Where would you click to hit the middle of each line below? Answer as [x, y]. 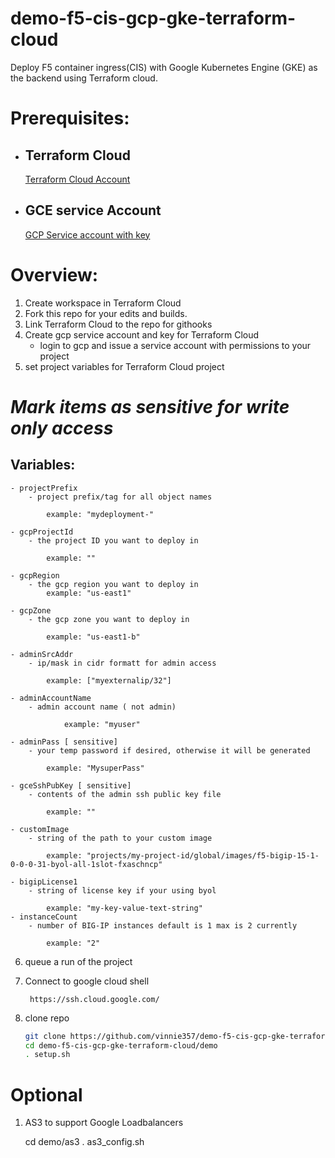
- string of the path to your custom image [120, 838]
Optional [46, 1094]
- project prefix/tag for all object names [120, 497]
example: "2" [73, 943]
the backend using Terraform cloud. [84, 78]
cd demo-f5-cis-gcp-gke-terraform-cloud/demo [121, 1045]
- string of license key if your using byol [122, 890]
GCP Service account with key [87, 234]
